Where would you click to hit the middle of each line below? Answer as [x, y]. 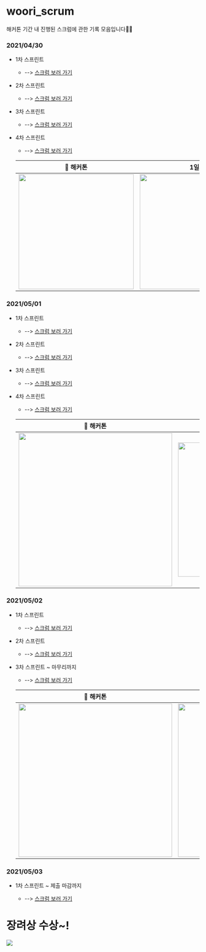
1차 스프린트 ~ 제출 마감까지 [48, 886]
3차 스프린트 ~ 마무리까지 [46, 667]
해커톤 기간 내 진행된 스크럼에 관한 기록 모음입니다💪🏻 [70, 29]
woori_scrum [40, 11]
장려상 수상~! [38, 926]
